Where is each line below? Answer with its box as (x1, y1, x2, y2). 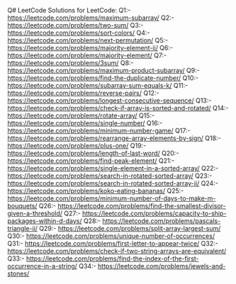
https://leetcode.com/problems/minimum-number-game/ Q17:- (7, 127, 191, 135)
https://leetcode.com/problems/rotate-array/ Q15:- (7, 111, 154, 120)
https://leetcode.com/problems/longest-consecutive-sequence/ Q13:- (7, 96, 212, 105)
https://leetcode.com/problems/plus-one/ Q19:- (7, 142, 147, 149)
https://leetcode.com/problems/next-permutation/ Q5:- (7, 36, 169, 45)
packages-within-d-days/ (7, 217, 83, 225)
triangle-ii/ (7, 225, 38, 232)
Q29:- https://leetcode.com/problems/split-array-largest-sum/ (38, 225, 221, 232)
